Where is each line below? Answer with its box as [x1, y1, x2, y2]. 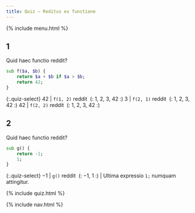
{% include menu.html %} [6, 25, 69, 32]
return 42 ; [16, 80, 43, 85]
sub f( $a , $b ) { [6, 68, 46, 74]
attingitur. [6, 178, 29, 185]
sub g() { [6, 145, 31, 151]
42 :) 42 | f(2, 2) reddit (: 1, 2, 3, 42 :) [6, 101, 100, 108]
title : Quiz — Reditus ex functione [6, 8, 96, 15]
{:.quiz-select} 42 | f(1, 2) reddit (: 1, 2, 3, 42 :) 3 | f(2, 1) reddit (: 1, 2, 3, [6, 95, 190, 102]
